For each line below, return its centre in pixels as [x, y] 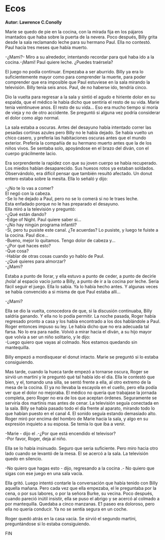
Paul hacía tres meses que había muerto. [47, 47]
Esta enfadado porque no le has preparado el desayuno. [62, 204]
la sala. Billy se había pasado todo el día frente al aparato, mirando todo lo [80, 408]
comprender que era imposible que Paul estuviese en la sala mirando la [78, 82]
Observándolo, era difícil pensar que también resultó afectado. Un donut [79, 173]
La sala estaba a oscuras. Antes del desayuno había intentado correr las [78, 127]
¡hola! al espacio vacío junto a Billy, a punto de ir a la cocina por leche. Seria [82, 281]
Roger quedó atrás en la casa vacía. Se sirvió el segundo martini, [71, 518]
